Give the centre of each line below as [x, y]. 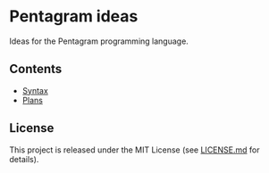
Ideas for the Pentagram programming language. [99, 41]
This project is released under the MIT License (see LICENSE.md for [134, 150]
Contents [36, 69]
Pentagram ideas [74, 16]
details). [24, 159]
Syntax [35, 90]
